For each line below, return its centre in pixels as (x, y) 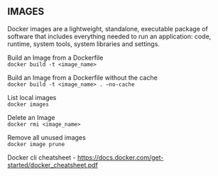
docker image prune (36, 144)
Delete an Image (31, 117)
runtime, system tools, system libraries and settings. (83, 44)
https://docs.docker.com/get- (120, 157)
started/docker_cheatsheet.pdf (53, 165)
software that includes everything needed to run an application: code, (109, 36)
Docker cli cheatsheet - (42, 157)
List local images (32, 97)
